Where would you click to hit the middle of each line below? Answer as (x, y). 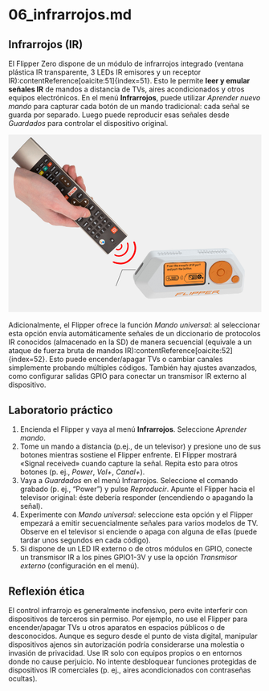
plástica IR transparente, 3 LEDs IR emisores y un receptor (105, 72)
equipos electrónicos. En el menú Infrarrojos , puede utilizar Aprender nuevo (134, 98)
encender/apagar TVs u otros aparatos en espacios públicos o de (117, 627)
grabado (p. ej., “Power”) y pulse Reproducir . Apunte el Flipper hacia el (137, 489)
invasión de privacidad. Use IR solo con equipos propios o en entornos (125, 652)
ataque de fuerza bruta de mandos (66, 351)
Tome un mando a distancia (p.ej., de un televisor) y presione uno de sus (140, 446)
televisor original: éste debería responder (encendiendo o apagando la (137, 498)
